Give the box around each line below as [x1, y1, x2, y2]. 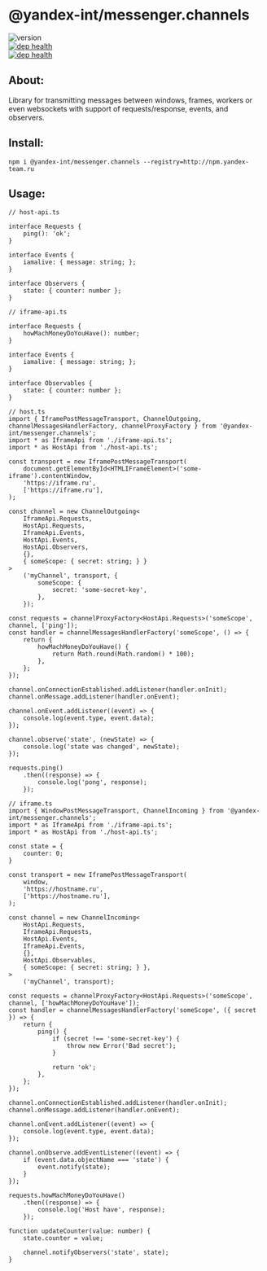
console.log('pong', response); [37, 778, 148, 787]
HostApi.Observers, [23, 543, 90, 551]
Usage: [8, 186, 46, 200]
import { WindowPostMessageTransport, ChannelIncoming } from [8, 807, 224, 815]
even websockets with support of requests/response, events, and [8, 103, 229, 113]
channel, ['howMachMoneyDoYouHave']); [8, 999, 140, 1007]
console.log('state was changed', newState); [23, 743, 181, 751]
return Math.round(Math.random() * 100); [51, 650, 195, 659]
